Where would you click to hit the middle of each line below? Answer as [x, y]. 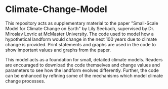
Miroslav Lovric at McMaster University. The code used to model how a [80, 34]
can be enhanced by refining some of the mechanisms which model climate [84, 75]
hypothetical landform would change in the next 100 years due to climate [81, 39]
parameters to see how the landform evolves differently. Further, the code [82, 70]
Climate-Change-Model [56, 9]
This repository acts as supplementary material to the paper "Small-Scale [82, 23]
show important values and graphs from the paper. [58, 50]
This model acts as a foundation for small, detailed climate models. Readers [84, 59]
